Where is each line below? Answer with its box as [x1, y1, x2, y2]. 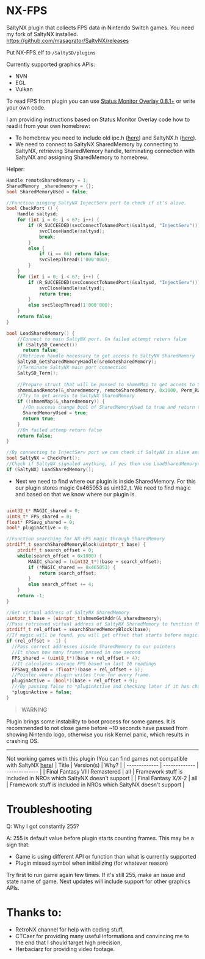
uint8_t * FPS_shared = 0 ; [6, 513, 72, 520]
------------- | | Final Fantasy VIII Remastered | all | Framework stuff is [6, 767, 183, 775]
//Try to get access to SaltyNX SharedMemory [17, 393, 135, 399]
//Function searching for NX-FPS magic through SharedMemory [6, 536, 165, 542]
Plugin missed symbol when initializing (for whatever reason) [15, 859, 168, 867]
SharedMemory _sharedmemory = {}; [6, 183, 95, 189]
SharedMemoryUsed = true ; [22, 410, 88, 416]
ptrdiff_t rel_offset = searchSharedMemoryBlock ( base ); [6, 627, 151, 633]
